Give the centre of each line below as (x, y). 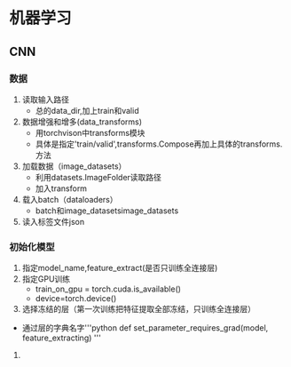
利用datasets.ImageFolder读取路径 (98, 177)
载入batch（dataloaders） (70, 199)
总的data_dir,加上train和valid (87, 110)
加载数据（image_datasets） (74, 166)
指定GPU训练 (46, 279)
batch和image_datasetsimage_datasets (107, 211)
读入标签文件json (53, 221)
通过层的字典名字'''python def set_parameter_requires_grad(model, (145, 328)
